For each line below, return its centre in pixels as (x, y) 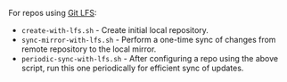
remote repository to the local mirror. (89, 49)
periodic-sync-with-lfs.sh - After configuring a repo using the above (149, 58)
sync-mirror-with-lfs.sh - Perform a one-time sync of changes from (148, 40)
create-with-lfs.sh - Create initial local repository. (115, 30)
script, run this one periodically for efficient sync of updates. (132, 68)
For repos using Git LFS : (53, 13)
